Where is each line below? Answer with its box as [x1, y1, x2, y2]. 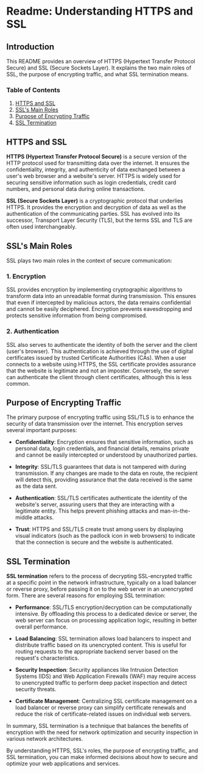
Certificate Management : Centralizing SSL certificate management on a [15, 697, 197, 705]
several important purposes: [6, 427, 77, 434]
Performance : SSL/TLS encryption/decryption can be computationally [15, 604, 192, 611]
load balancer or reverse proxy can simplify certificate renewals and [15, 704, 187, 711]
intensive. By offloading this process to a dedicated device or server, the [15, 610, 198, 618]
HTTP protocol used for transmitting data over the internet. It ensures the [6, 160, 190, 167]
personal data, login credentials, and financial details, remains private [15, 445, 190, 452]
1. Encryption [6, 272, 46, 280]
